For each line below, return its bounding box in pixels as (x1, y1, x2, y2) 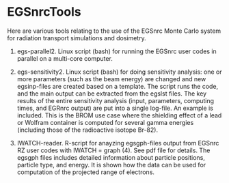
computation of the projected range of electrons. (16, 168, 155, 176)
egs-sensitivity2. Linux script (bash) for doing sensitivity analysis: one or (16, 68, 222, 76)
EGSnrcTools (7, 4, 81, 20)
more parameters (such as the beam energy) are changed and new (16, 74, 206, 83)
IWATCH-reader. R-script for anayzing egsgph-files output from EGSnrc (16, 139, 219, 147)
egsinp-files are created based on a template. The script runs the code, (16, 82, 219, 90)
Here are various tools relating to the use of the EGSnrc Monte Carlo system (7, 27, 221, 35)
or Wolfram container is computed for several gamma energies (16, 118, 194, 126)
